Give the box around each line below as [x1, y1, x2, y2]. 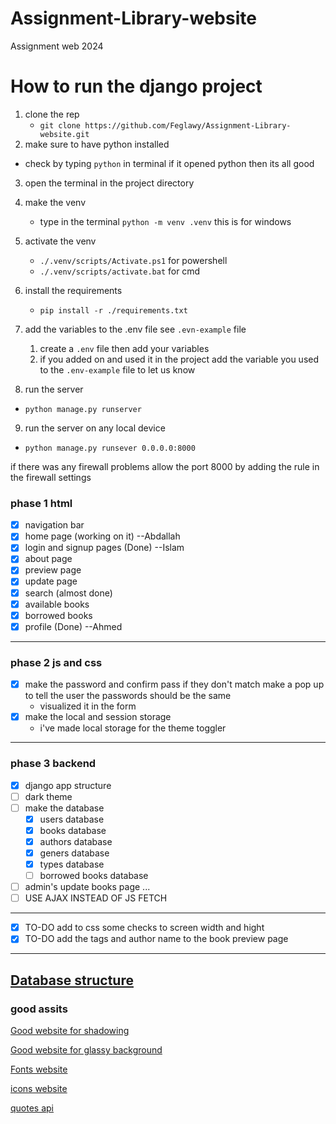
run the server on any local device [24, 422, 166, 434]
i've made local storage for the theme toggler [39, 722, 227, 734]
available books [24, 598, 90, 610]
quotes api [10, 1102, 55, 1114]
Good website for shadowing [10, 1025, 130, 1037]
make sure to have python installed [24, 138, 170, 150]
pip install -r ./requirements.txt [39, 305, 188, 316]
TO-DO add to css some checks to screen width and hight [24, 922, 265, 934]
